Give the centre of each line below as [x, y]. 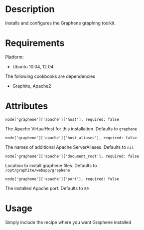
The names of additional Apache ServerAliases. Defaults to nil [70, 147]
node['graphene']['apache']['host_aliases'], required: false [71, 138]
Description [30, 9]
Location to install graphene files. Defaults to [51, 165]
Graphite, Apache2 [32, 86]
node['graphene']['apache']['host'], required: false [62, 119]
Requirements [35, 43]
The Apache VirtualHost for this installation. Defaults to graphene [71, 129]
